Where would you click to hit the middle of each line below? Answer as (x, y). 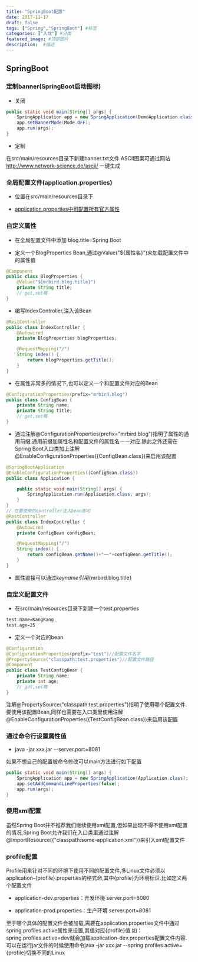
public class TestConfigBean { (44, 670)
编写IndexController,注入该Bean (53, 311)
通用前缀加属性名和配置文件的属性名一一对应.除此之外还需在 (105, 441)
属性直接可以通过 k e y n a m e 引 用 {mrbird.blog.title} (73, 577)
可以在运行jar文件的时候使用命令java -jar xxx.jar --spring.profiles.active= (94, 945)
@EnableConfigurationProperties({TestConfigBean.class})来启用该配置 (92, 719)
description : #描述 (30, 45)
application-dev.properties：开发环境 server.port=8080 (82, 898)
